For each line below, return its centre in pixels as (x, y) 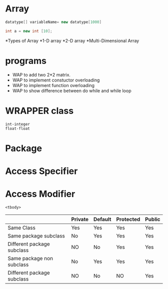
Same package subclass (36, 235)
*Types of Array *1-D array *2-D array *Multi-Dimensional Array (72, 40)
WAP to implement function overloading (53, 85)
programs (26, 61)
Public (152, 219)
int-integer (17, 124)
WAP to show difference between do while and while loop (72, 90)
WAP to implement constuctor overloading (56, 80)
